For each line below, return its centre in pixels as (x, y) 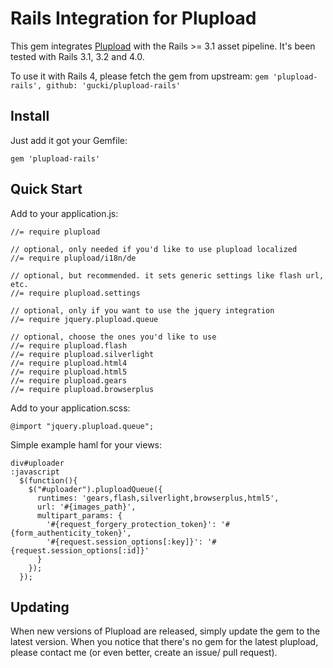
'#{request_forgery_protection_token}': (131, 524)
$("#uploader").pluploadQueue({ (95, 489)
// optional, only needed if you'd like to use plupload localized (154, 249)
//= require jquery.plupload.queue (84, 319)
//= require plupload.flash (69, 345)
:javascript (35, 472)
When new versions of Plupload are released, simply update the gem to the (165, 631)
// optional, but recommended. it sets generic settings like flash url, (167, 275)
